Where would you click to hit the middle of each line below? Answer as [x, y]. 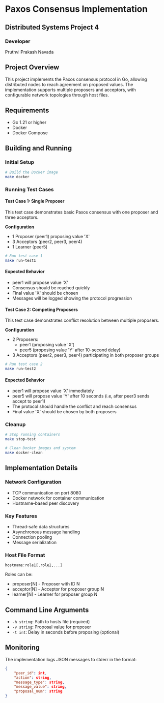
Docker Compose [30, 133]
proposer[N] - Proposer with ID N [46, 584]
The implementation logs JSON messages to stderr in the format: [71, 659]
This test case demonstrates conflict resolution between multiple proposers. [82, 320]
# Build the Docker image [31, 172]
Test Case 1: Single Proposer [35, 201]
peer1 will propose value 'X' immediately [53, 391]
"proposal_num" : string [38, 691]
